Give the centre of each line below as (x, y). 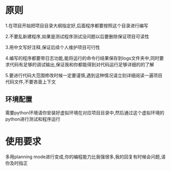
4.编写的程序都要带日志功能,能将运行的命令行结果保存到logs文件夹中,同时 (82, 58)
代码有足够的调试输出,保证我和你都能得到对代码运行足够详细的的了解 (82, 64)
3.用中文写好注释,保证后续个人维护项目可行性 (53, 47)
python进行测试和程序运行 (33, 119)
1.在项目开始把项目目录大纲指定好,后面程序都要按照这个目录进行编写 (77, 26)
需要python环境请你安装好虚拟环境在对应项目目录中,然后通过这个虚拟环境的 (85, 112)
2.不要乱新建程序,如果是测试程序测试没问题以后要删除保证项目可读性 (77, 36)
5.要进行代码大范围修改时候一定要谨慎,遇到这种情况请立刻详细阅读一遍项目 (84, 75)
